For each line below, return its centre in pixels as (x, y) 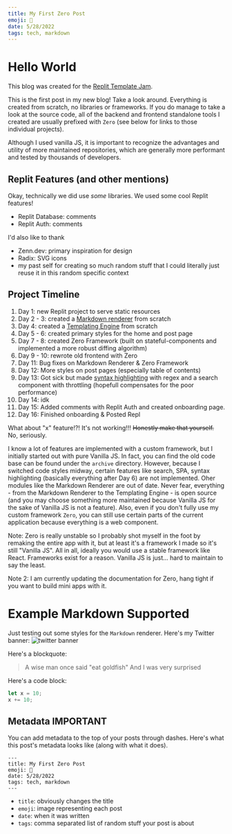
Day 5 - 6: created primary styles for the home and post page (105, 333)
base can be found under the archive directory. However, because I (104, 463)
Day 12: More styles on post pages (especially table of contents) (109, 370)
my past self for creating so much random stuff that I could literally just (118, 265)
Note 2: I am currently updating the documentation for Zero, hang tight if (111, 578)
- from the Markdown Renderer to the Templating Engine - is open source (112, 493)
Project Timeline (44, 295)
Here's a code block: (38, 680)
